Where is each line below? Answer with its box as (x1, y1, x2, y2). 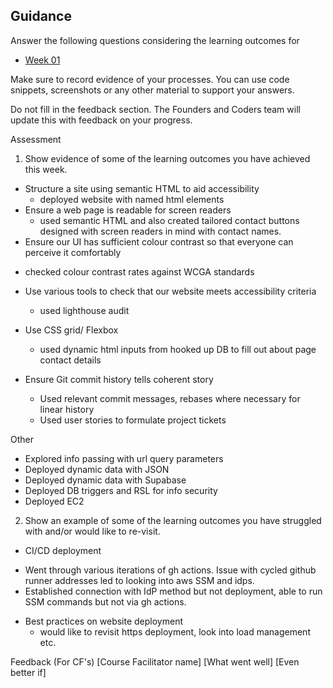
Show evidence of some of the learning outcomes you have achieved (24, 152, 311, 164)
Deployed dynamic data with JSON (24, 463, 170, 475)
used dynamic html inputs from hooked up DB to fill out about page (39, 343, 317, 355)
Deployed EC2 (24, 495, 85, 507)
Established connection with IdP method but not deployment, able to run (24, 585, 323, 597)
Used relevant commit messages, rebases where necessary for (39, 392, 301, 404)
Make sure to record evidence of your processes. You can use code (10, 73, 290, 85)
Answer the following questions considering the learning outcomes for (10, 34, 300, 46)
